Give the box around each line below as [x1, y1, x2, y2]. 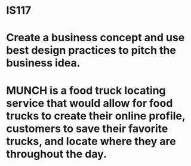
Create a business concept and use [6, 31, 185, 45]
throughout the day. [6, 147, 107, 161]
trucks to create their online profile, [6, 109, 186, 122]
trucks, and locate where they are [6, 134, 176, 148]
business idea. [6, 56, 81, 70]
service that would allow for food [6, 96, 173, 110]
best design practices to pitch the [6, 44, 176, 57]
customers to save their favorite [6, 122, 168, 135]
